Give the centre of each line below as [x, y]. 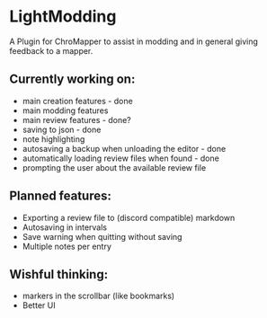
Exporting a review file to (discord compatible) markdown [129, 217]
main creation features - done [77, 101]
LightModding [63, 17]
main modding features [65, 110]
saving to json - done [62, 129]
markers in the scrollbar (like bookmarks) [98, 296]
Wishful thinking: [59, 274]
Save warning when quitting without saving [102, 236]
